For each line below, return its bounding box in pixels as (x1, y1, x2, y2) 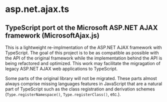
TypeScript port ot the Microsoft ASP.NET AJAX (5, 23, 158, 32)
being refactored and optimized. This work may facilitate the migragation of (5, 60, 161, 66)
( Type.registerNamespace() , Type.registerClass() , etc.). (5, 91, 121, 97)
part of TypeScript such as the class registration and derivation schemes (5, 86, 155, 92)
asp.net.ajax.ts (5, 3, 69, 15)
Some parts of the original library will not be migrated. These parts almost (5, 75, 157, 81)
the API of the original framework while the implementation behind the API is (5, 55, 162, 61)
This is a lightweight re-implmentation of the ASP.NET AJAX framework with (5, 44, 162, 50)
